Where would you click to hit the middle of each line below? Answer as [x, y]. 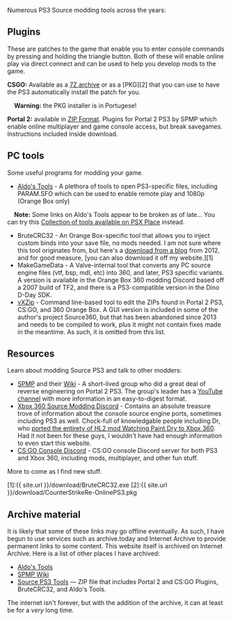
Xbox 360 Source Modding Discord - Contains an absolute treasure [114, 406]
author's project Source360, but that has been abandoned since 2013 [117, 317]
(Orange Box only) [43, 201]
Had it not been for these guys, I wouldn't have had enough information [120, 436]
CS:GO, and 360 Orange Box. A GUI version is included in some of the [118, 309]
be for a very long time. [41, 611]
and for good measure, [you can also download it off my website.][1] [115, 257]
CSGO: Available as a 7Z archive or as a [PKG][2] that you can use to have [114, 84]
